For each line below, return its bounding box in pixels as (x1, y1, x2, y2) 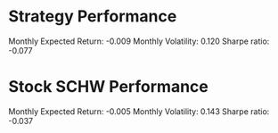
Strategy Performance (8, 6, 177, 27)
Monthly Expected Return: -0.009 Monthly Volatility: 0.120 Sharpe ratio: (8, 36, 270, 46)
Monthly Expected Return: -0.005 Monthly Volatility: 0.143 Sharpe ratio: (8, 105, 270, 117)
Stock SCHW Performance (8, 77, 208, 97)
